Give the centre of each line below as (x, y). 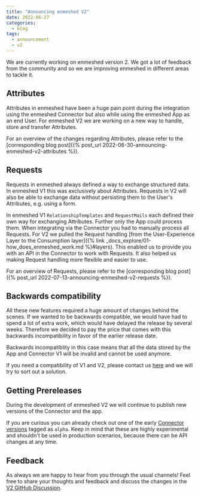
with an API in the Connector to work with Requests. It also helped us (91, 253)
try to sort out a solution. (36, 372)
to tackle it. (20, 75)
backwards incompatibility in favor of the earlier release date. (82, 336)
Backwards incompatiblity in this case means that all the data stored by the (99, 348)
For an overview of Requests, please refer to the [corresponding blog (92, 271)
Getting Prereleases (44, 390)
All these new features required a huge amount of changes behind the (92, 311)
